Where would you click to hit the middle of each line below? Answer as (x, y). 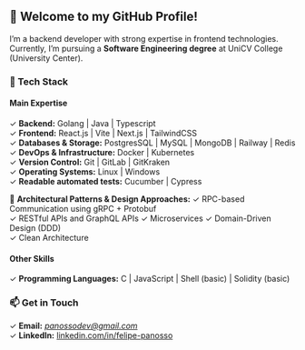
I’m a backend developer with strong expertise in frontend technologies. (144, 38)
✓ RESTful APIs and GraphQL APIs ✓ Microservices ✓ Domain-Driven (141, 218)
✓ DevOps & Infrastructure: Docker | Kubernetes (102, 152)
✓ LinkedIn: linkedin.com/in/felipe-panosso (91, 335)
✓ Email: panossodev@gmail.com (74, 326)
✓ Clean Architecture (49, 237)
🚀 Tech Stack (39, 81)
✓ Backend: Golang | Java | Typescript (83, 123)
